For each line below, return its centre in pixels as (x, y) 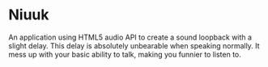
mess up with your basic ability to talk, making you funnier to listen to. (125, 54)
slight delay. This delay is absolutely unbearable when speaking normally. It (134, 45)
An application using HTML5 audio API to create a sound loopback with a (130, 37)
